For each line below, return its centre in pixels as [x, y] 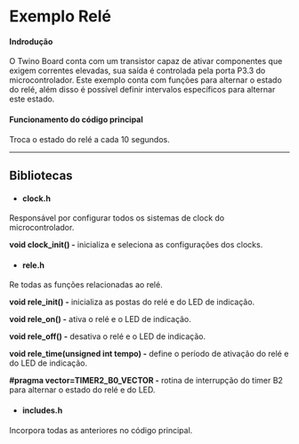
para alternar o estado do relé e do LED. [82, 390]
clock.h [36, 198]
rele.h [33, 265]
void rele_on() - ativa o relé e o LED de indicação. [100, 319]
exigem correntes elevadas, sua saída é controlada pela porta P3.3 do [137, 71]
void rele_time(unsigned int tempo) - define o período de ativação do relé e [149, 354]
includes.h [42, 410]
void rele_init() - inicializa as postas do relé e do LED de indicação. [132, 302]
